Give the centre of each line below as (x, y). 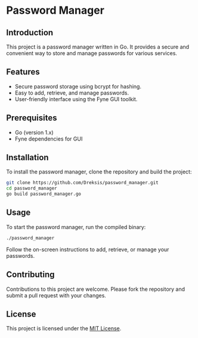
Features (23, 72)
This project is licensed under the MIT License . (64, 328)
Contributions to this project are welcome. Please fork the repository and (96, 289)
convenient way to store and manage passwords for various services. (92, 53)
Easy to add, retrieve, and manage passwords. (72, 93)
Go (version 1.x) (34, 132)
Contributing (30, 275)
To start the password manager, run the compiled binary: (76, 227)
